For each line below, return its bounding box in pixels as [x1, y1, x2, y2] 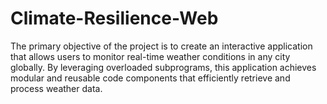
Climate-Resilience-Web [10, 7, 219, 30]
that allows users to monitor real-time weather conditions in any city [10, 50, 291, 62]
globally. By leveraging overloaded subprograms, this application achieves [10, 61, 317, 73]
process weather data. [10, 82, 103, 94]
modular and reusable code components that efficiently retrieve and [10, 72, 291, 84]
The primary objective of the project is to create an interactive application [10, 40, 313, 52]
